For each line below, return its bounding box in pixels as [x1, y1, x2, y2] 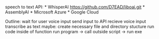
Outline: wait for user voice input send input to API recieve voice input [5, 19, 146, 24]
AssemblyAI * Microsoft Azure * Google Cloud [5, 9, 99, 15]
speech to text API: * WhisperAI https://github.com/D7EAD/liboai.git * [5, 4, 145, 10]
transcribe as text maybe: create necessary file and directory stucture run [5, 24, 155, 29]
